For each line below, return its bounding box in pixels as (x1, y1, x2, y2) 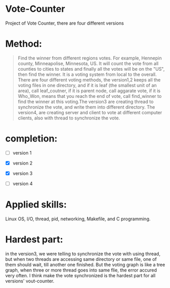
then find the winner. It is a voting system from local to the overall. (17, 71, 157, 77)
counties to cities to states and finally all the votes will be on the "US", (17, 66, 165, 72)
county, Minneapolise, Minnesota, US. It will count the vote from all (17, 60, 159, 67)
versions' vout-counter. (5, 278, 55, 284)
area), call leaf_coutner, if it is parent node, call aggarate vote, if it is (17, 88, 161, 94)
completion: (5, 133, 58, 145)
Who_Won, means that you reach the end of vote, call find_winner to (17, 93, 162, 99)
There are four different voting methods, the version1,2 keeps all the (17, 76, 161, 83)
